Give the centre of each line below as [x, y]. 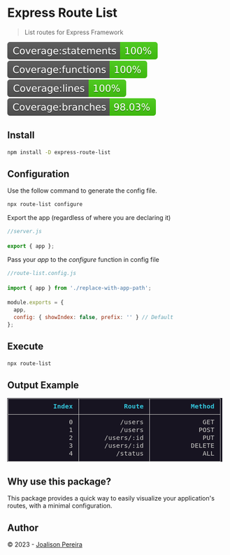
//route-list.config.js [42, 273]
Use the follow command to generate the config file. [82, 191]
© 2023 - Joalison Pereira [45, 545]
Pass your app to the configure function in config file [83, 259]
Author [23, 527]
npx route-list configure [45, 205]
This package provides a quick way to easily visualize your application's [111, 498]
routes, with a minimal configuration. [60, 506]
